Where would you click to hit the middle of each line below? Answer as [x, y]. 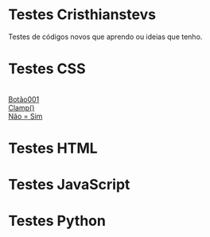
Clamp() [21, 107]
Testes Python [57, 221]
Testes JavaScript [69, 185]
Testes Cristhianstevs [82, 15]
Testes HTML [53, 148]
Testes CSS [47, 69]
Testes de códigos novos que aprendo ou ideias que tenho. [105, 37]
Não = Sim [25, 116]
